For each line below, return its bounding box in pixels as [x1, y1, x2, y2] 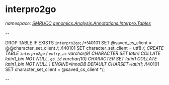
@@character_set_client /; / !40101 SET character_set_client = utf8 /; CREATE [5, 45, 164, 51]
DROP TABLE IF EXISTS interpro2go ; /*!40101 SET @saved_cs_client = [5, 39, 152, 46]
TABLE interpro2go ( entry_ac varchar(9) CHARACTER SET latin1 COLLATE [5, 50, 161, 56]
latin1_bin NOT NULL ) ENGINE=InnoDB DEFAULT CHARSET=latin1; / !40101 [5, 61, 159, 67]
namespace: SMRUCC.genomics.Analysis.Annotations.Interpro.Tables [5, 20, 151, 26]
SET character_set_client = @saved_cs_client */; [5, 66, 105, 72]
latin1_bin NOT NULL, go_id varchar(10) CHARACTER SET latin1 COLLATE [5, 55, 157, 61]
